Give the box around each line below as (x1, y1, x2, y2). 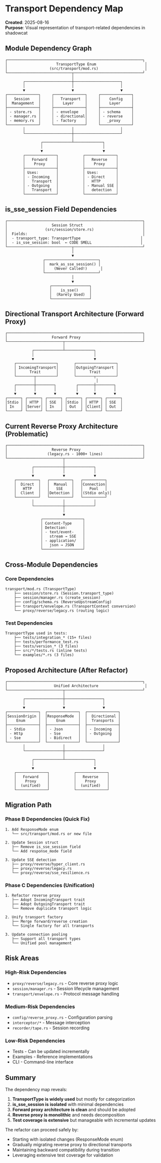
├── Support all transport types (11, 936, 81, 941)
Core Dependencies (5, 575, 54, 582)
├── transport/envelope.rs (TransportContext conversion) (14, 604, 136, 609)
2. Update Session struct (5, 840, 58, 845)
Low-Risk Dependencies (5, 1037, 65, 1044)
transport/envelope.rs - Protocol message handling (12, 991, 119, 997)
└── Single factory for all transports (11, 923, 94, 928)
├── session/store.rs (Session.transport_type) (14, 590, 114, 596)
